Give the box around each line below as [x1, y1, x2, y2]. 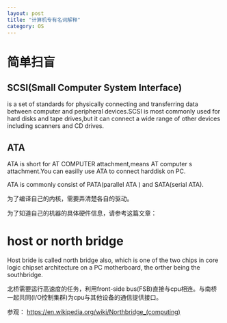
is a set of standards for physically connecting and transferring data [7, 100, 198, 108]
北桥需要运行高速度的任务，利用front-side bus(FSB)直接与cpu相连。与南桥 [7, 285, 217, 293]
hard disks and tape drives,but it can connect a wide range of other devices [7, 114, 221, 123]
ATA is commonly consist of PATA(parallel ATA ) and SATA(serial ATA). [7, 181, 204, 189]
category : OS [7, 23, 44, 29]
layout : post [7, 10, 44, 17]
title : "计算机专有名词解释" [7, 16, 81, 23]
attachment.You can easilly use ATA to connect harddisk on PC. [7, 167, 186, 175]
